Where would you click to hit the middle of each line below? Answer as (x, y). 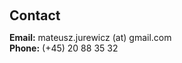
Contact (35, 15)
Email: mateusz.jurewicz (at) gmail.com (90, 37)
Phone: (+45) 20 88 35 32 (64, 48)
